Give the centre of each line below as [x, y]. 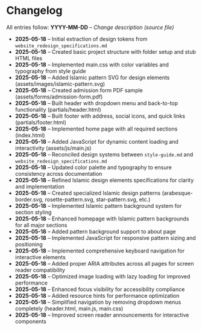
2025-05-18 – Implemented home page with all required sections [96, 129]
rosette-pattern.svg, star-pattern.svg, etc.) [98, 199]
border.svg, [29, 199]
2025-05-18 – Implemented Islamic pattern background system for [98, 205]
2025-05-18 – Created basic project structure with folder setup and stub [105, 51]
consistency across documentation [58, 173]
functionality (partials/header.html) [58, 109]
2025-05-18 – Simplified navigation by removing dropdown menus [98, 302]
